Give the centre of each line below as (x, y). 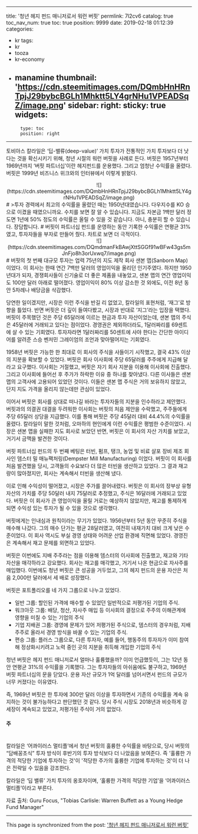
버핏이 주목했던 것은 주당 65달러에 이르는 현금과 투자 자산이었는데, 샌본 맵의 (93, 317)
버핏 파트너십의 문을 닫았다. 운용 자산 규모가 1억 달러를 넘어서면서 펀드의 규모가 (97, 674)
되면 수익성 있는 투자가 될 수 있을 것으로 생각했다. (63, 508)
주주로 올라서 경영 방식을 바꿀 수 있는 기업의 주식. (71, 632)
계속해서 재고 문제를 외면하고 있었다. (54, 542)
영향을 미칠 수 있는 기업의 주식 (49, 617)
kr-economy (29, 59)
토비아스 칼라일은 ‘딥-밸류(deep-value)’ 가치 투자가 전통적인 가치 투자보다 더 (94, 151)
